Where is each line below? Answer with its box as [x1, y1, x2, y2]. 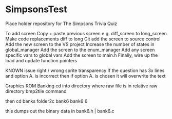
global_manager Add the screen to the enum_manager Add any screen [5, 46, 155, 53]
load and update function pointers [5, 57, 77, 63]
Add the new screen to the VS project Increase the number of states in [5, 41, 155, 47]
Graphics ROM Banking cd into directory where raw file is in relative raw [5, 83, 158, 89]
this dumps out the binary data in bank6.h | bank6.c [5, 108, 114, 114]
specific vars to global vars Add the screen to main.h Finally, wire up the [5, 52, 158, 58]
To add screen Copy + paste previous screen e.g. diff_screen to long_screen [5, 30, 167, 36]
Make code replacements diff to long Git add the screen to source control [5, 36, 161, 42]
